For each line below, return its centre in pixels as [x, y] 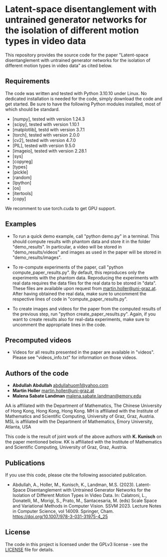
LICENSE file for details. [30, 549]
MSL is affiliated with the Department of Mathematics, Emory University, [79, 421]
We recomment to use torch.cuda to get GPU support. [61, 208]
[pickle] [20, 172]
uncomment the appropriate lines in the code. [59, 324]
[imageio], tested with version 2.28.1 [50, 150]
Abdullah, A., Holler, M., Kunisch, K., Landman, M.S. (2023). [74, 484]
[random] [22, 177]
